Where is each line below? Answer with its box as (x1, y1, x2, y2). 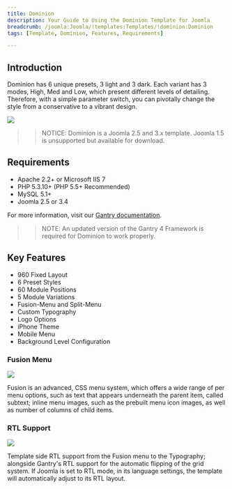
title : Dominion (7, 10, 54, 17)
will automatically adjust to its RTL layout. (7, 474, 126, 483)
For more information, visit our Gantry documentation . (7, 211, 162, 219)
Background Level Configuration (17, 337, 111, 345)
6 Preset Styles (17, 278, 61, 286)
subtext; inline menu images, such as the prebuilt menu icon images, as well (7, 398, 226, 407)
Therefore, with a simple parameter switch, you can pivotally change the (7, 95, 215, 103)
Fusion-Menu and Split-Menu (17, 300, 102, 308)
